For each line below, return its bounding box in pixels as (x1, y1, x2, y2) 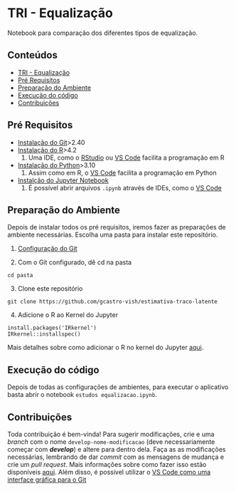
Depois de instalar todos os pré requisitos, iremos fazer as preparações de (7, 223, 226, 232)
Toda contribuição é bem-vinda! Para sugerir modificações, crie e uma (7, 430, 215, 438)
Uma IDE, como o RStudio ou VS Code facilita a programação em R (28, 153, 225, 162)
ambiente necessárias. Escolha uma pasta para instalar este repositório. (7, 230, 218, 239)
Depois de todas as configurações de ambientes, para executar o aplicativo (7, 383, 229, 391)
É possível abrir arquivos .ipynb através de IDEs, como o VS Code (28, 183, 222, 192)
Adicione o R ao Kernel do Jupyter (17, 311, 119, 319)
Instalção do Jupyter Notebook (17, 176, 109, 185)
